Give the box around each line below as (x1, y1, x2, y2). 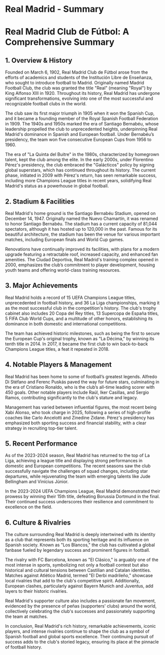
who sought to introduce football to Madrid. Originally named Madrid (5, 80, 144, 86)
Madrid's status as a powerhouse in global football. (5, 183, 109, 189)
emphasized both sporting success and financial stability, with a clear (5, 420, 147, 426)
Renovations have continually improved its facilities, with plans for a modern (5, 246, 160, 252)
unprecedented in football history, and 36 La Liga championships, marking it (5, 300, 160, 306)
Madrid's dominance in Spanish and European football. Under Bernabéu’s (5, 131, 154, 137)
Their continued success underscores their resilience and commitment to (5, 499, 154, 505)
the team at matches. (5, 614, 48, 619)
